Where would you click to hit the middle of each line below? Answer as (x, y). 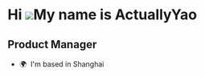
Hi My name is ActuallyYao (102, 15)
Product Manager (52, 45)
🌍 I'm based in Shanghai (61, 64)
